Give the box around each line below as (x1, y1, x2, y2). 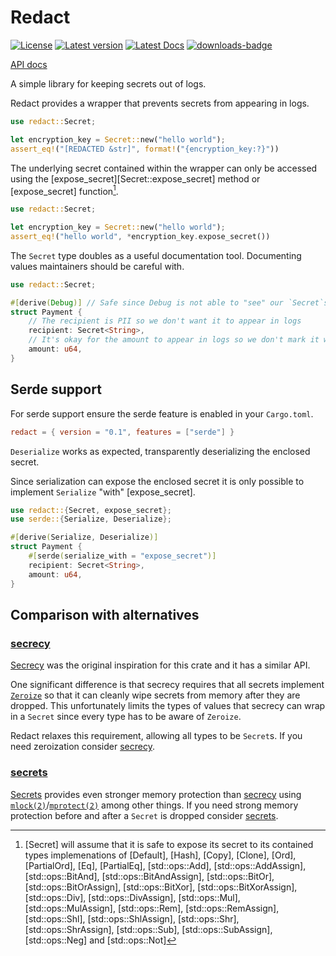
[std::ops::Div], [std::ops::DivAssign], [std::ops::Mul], (24, 891, 241, 903)
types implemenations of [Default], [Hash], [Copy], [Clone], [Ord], (24, 849, 297, 861)
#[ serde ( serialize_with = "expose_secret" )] (28, 551, 217, 561)
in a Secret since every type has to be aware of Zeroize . (10, 711, 242, 723)
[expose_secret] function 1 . (10, 183, 119, 197)
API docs (10, 58, 48, 70)
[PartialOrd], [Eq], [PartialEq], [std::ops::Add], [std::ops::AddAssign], (24, 859, 307, 871)
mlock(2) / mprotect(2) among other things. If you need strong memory (10, 799, 299, 811)
